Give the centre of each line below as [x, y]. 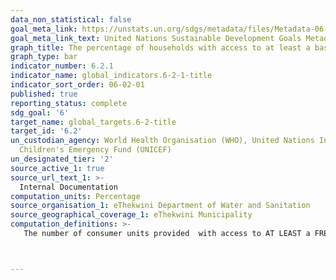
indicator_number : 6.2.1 [62, 66]
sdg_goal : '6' [40, 112]
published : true [44, 94]
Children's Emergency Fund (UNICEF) [95, 150]
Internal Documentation [68, 187]
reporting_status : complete [69, 103]
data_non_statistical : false [71, 19]
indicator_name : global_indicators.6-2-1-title [111, 76]
